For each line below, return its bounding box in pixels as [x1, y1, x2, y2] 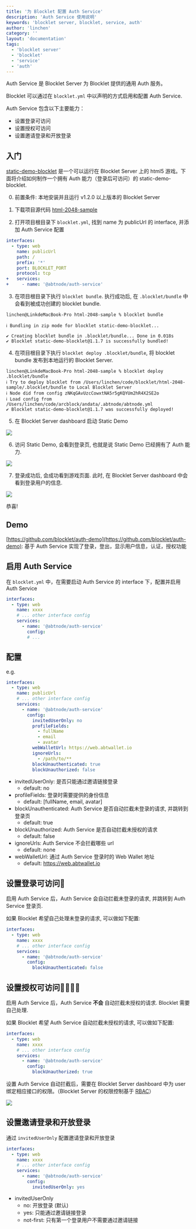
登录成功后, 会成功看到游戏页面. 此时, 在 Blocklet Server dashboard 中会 [14, 472, 188, 479]
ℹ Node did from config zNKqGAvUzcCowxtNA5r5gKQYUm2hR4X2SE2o [6, 390, 160, 396]
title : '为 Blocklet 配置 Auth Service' [6, 8, 104, 15]
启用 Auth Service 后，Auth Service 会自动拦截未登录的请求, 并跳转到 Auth [6, 895, 186, 902]
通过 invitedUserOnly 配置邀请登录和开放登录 [6, 1134, 115, 1141]
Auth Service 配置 [21, 226, 64, 233]
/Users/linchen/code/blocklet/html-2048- [82, 379, 185, 385]
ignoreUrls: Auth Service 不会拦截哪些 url [14, 840, 114, 847]
